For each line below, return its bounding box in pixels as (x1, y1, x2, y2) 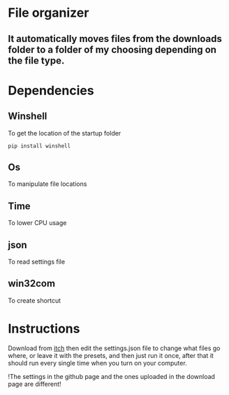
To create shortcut (8, 296, 61, 305)
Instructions (8, 321, 80, 337)
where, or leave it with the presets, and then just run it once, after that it (8, 351, 214, 359)
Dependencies (8, 82, 94, 99)
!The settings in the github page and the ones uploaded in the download (8, 372, 216, 380)
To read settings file (8, 257, 66, 266)
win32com (8, 278, 55, 289)
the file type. (8, 55, 65, 66)
